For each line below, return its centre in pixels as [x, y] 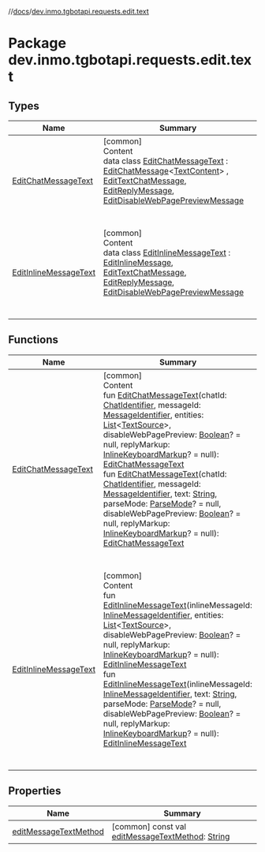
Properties [35, 791]
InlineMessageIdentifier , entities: [163, 615]
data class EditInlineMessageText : [167, 253]
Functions [34, 340]
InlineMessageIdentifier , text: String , [170, 693]
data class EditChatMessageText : [166, 161]
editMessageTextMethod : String [171, 836]
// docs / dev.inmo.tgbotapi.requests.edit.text [79, 11]
